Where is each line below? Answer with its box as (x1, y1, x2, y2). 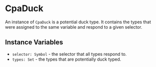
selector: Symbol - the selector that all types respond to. (12, 51, 127, 57)
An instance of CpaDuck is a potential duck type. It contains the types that (5, 19, 151, 25)
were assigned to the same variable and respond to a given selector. (5, 24, 142, 30)
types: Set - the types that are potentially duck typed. (12, 56, 121, 62)
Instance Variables (5, 38, 63, 47)
